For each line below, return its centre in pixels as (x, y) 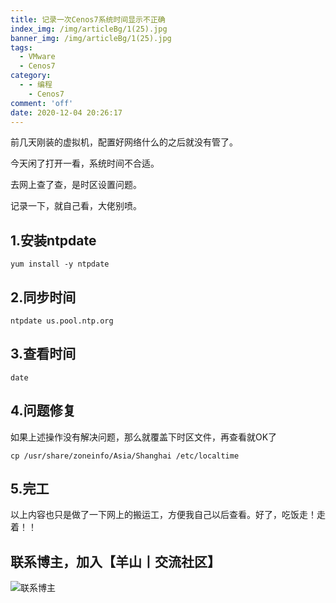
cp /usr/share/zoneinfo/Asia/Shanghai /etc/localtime (125, 456)
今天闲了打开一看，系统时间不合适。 (85, 163)
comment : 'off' (42, 103)
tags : (21, 47)
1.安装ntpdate (53, 240)
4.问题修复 (43, 411)
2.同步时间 (43, 297)
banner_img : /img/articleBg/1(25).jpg (91, 38)
